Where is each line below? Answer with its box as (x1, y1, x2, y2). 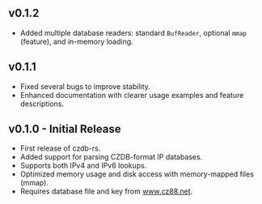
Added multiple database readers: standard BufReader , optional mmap (19, 28, 247, 37)
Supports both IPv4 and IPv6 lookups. (19, 161, 147, 171)
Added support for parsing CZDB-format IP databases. (19, 152, 203, 162)
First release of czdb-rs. (19, 143, 101, 153)
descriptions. (19, 99, 65, 108)
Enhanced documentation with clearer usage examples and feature (19, 90, 244, 100)
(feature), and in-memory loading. (19, 36, 133, 46)
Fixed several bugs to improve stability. (19, 81, 151, 91)
